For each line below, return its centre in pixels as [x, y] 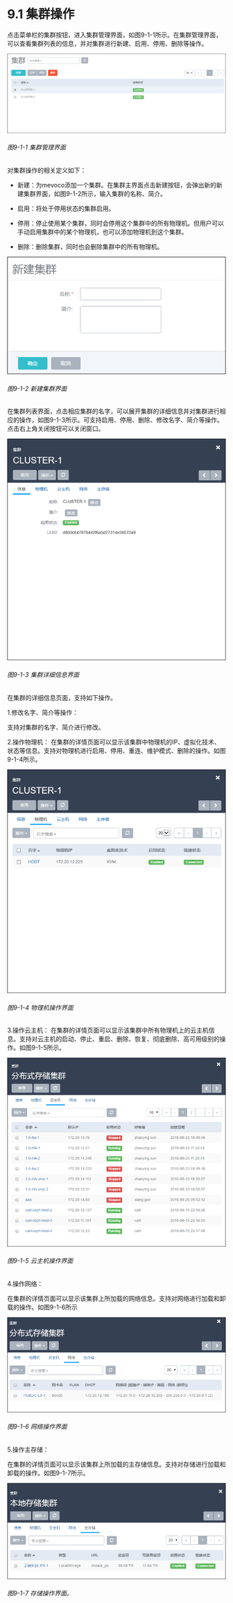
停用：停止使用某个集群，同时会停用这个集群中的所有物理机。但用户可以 [120, 223]
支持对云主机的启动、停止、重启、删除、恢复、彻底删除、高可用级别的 [119, 1039]
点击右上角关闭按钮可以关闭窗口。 [56, 429]
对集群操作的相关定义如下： [47, 170]
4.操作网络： [25, 1284]
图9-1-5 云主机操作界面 [40, 1261]
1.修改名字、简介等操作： [43, 712]
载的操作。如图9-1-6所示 [42, 1307]
